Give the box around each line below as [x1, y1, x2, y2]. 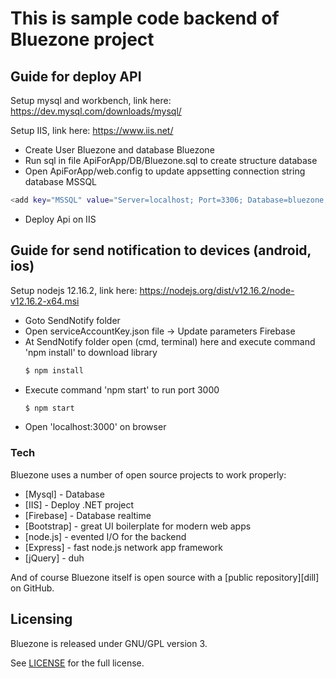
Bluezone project [10, 28, 155, 51]
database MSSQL [24, 176, 98, 187]
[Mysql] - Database [24, 488, 105, 500]
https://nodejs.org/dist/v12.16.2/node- [139, 284, 295, 296]
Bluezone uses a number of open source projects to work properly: [10, 468, 287, 481]
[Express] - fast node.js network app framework [24, 541, 223, 553]
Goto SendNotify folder [24, 314, 121, 326]
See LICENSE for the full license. [10, 657, 145, 669]
